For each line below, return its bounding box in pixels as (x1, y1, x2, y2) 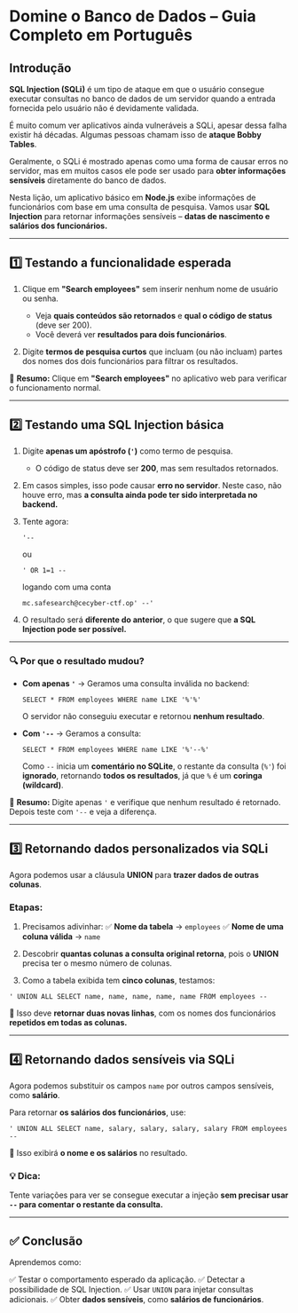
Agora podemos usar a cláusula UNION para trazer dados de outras (9, 869, 259, 880)
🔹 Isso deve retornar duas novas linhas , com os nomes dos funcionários (9, 1008, 277, 1018)
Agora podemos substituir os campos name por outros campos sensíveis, (9, 1080, 275, 1091)
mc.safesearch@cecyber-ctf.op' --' (21, 598, 154, 607)
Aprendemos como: (9, 1256, 82, 1267)
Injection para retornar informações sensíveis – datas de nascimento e (9, 211, 271, 221)
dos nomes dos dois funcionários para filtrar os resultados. (21, 355, 239, 366)
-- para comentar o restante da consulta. (9, 1199, 164, 1210)
